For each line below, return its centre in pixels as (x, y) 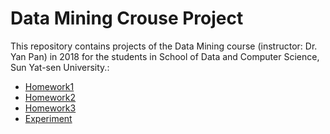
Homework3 (50, 108)
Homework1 (49, 86)
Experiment (48, 118)
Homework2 (50, 97)
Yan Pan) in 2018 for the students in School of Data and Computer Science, (165, 56)
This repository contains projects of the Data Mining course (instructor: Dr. (164, 46)
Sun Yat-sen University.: (60, 67)
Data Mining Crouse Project (127, 18)
